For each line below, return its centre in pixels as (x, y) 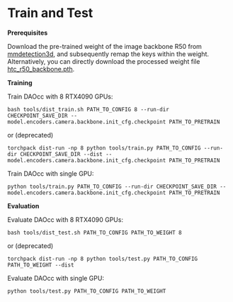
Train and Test (50, 13)
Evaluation (23, 206)
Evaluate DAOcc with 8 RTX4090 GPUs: (66, 219)
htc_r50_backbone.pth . (41, 69)
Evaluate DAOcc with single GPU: (56, 278)
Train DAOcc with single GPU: (51, 173)
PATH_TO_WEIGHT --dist (41, 265)
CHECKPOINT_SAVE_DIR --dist (61, 154)
